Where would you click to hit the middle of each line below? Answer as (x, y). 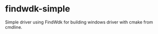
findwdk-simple (38, 9)
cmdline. (14, 27)
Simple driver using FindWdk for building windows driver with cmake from (79, 22)
